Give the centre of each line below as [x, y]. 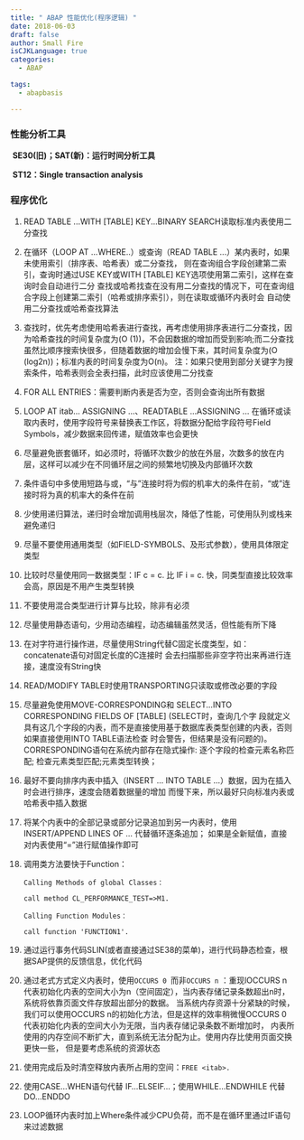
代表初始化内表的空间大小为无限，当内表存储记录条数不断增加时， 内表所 [159, 1025]
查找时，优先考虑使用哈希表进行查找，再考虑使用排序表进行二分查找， [154, 328]
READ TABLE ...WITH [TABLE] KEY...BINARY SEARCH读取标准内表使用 [153, 221]
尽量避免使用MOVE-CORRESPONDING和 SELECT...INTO [128, 705]
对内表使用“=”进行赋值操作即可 [81, 845]
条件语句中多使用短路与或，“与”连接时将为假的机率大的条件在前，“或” [153, 483]
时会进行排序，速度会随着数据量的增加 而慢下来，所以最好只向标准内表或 [159, 792]
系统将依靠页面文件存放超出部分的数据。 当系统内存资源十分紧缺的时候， [159, 1003]
